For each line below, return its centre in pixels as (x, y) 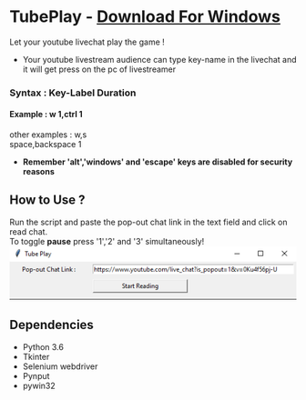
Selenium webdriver (60, 366)
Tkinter (36, 356)
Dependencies (51, 325)
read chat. (29, 231)
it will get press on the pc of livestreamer (99, 69)
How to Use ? (47, 200)
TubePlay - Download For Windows (145, 17)
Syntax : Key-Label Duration (73, 93)
